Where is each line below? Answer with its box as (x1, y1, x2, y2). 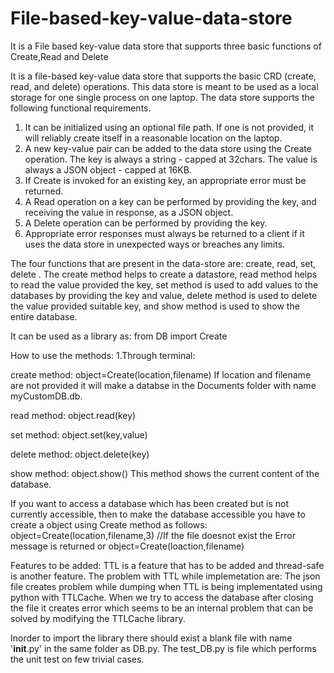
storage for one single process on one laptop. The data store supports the (10, 91, 315, 103)
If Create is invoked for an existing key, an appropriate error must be (24, 174, 307, 186)
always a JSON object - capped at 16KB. (24, 163, 192, 176)
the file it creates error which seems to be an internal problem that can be (10, 602, 314, 614)
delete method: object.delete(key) (10, 448, 150, 460)
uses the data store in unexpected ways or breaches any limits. (24, 238, 286, 250)
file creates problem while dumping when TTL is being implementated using (10, 580, 323, 592)
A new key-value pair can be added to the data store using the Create (24, 142, 312, 154)
